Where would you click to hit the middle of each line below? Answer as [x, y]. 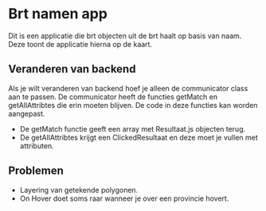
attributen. [37, 146]
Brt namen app [58, 14]
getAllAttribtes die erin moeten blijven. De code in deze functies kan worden [133, 105]
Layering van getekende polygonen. [79, 190]
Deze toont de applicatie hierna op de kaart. [80, 44]
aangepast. [27, 113]
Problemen [36, 171]
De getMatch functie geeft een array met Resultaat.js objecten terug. [133, 129]
